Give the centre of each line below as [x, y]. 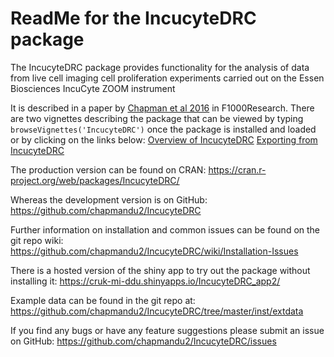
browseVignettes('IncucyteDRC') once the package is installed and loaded [163, 129]
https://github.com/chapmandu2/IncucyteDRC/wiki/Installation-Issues [154, 251]
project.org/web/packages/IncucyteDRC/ [95, 180]
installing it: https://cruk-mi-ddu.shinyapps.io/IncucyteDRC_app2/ [145, 281]
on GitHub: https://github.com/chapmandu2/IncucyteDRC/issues [143, 341]
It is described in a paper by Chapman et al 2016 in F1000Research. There [162, 108]
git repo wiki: [37, 240]
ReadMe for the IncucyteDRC [133, 18]
